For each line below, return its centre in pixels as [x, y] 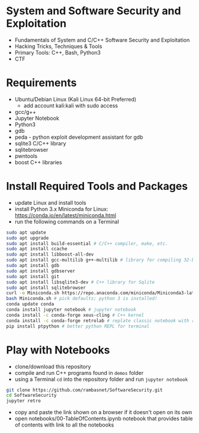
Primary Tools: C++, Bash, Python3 [58, 52]
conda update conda [30, 304]
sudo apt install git [33, 276]
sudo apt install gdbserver [41, 271]
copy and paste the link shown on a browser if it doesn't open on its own [103, 412]
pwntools [26, 156]
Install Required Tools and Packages [97, 187]
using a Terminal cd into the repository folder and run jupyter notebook [101, 379]
